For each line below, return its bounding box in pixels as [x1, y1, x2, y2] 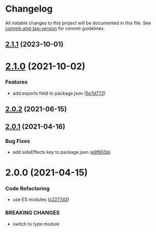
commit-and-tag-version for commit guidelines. [5, 25, 105, 31]
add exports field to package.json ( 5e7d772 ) [12, 90, 106, 96]
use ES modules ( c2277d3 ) [12, 196, 70, 202]
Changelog [5, 3, 53, 15]
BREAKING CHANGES [5, 209, 60, 216]
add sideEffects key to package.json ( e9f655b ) [12, 149, 111, 155]
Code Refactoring [5, 185, 50, 192]
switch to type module [12, 221, 59, 227]
